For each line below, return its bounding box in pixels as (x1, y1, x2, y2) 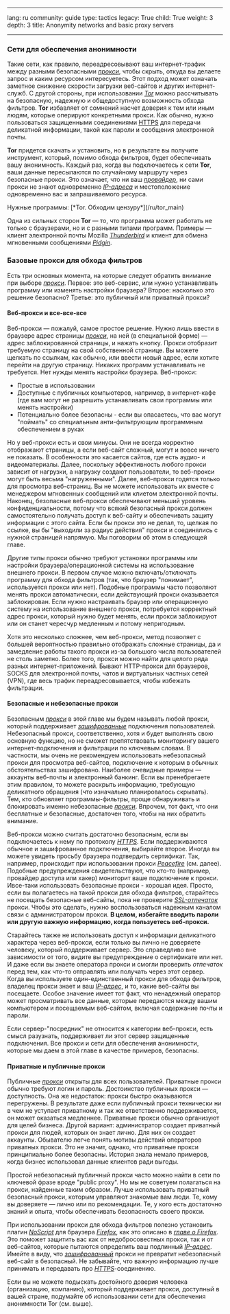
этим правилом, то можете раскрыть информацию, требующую (7, 781, 196, 788)
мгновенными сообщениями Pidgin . (7, 238, 112, 247)
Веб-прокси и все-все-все (7, 309, 87, 317)
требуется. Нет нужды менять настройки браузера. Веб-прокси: (7, 368, 197, 376)
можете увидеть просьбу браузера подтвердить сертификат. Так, (7, 852, 201, 860)
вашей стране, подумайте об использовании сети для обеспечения (7, 1292, 206, 1301)
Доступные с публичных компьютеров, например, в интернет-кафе (16, 389, 216, 397)
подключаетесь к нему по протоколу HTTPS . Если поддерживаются (7, 838, 207, 845)
